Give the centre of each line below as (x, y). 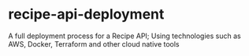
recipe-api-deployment (86, 14)
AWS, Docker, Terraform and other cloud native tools (94, 44)
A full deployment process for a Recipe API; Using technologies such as (125, 36)
